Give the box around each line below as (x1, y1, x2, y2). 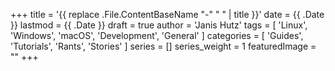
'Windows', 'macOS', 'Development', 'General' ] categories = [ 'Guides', (10, 30, 304, 41)
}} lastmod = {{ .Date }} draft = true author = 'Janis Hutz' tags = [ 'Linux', (10, 19, 308, 31)
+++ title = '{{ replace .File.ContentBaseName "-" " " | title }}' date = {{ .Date (10, 9, 325, 20)
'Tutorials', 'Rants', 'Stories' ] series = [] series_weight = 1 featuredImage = (10, 40, 317, 52)
